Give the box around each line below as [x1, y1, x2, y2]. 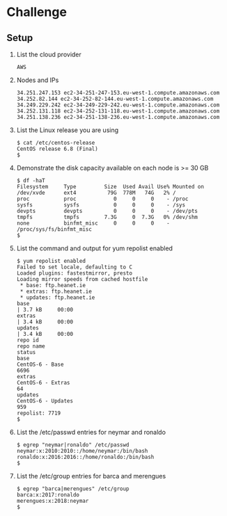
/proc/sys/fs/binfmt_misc [16, 226, 92, 233]
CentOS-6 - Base [16, 361, 64, 368]
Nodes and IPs [16, 76, 59, 84]
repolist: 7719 [16, 410, 61, 417]
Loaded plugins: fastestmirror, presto [16, 270, 133, 277]
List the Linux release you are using [16, 126, 119, 134]
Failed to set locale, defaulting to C [16, 264, 133, 271]
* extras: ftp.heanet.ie [19, 288, 92, 295]
